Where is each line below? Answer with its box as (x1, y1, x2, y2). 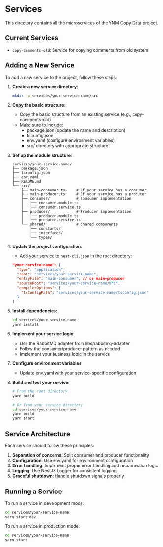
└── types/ (30, 235, 53, 240)
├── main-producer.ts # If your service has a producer (21, 192, 147, 197)
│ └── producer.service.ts (21, 218, 81, 223)
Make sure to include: (19, 122, 64, 128)
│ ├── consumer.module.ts (21, 200, 79, 206)
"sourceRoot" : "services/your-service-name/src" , (17, 281, 120, 286)
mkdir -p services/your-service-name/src (12, 93, 99, 98)
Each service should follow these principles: (5, 443, 94, 449)
